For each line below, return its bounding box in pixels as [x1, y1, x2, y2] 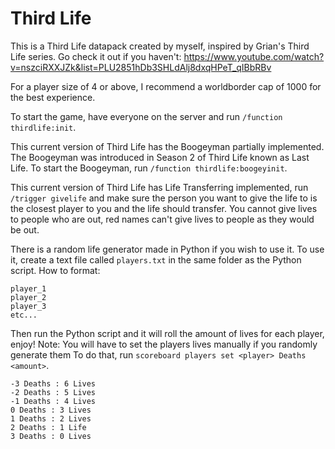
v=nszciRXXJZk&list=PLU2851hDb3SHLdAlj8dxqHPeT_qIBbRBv [10, 61, 272, 73]
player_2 [10, 292, 47, 302]
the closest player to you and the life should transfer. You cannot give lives [10, 202, 318, 214]
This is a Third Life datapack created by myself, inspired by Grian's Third [10, 40, 310, 52]
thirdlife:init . [10, 121, 77, 133]
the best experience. [10, 91, 96, 103]
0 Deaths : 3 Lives [10, 405, 92, 415]
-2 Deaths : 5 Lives [10, 387, 97, 397]
